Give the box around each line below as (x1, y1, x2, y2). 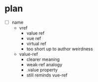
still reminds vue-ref (26, 72, 67, 78)
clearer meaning (26, 56, 60, 62)
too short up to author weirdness (26, 46, 93, 52)
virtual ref (26, 41, 46, 46)
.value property (26, 67, 58, 73)
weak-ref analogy (26, 62, 63, 67)
